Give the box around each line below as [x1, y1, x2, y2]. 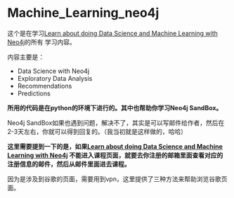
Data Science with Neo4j [17, 67, 90, 75]
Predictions [17, 89, 51, 98]
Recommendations [17, 81, 72, 90]
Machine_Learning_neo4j [7, 5, 160, 21]
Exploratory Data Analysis [17, 74, 93, 82]
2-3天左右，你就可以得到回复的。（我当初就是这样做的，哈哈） [7, 127, 188, 136]
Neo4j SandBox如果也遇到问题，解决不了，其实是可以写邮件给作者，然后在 [7, 118, 225, 127]
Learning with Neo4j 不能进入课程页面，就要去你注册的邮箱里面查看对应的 [7, 151, 223, 159]
